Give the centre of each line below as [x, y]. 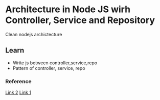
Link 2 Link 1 [18, 92]
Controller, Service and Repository [80, 20]
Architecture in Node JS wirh [68, 9]
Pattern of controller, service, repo [49, 68]
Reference [18, 81]
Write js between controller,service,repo [55, 63]
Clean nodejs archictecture [34, 34]
